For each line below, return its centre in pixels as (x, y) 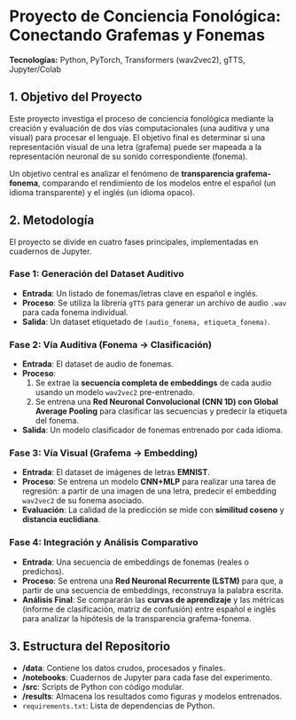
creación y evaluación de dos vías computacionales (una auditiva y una (140, 128)
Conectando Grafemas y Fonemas (137, 35)
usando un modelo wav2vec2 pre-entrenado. (115, 392)
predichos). (43, 571)
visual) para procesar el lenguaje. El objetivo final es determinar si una (137, 137)
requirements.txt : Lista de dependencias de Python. (118, 705)
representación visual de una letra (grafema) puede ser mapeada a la (136, 146)
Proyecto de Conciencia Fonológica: (145, 16)
